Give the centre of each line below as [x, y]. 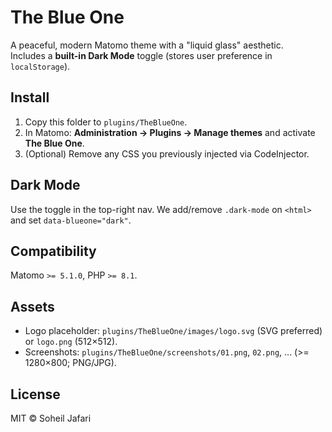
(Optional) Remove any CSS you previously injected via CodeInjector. [167, 153]
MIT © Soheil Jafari [51, 418]
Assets [32, 306]
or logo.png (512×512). [71, 342]
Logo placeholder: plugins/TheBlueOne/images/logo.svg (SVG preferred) [173, 331]
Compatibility [53, 251]
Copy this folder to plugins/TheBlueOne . [106, 122]
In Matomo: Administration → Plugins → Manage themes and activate [170, 132]
